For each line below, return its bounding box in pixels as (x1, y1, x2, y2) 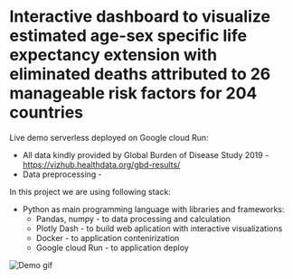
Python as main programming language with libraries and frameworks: (22, 203, 285, 214)
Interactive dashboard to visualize (9, 6, 271, 27)
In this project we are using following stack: (9, 186, 172, 197)
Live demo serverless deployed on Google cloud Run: (9, 132, 210, 143)
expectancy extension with (9, 45, 218, 65)
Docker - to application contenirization (35, 232, 180, 243)
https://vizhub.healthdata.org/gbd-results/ (22, 159, 181, 170)
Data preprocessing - (22, 169, 102, 180)
